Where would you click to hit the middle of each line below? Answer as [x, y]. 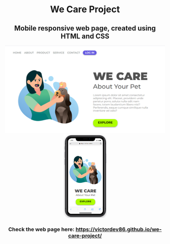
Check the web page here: [41, 229]
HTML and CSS [85, 36]
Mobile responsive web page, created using [85, 28]
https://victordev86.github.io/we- [119, 229]
